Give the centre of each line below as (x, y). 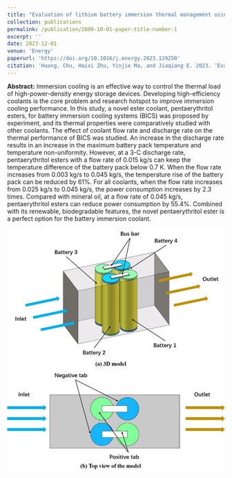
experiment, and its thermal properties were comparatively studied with (109, 123)
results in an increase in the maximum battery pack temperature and (104, 145)
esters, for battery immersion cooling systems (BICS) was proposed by (108, 116)
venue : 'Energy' (30, 51)
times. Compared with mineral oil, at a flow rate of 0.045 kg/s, (95, 196)
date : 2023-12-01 (32, 44)
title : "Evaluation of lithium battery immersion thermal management (109, 15)
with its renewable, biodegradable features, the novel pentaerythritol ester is (116, 211)
